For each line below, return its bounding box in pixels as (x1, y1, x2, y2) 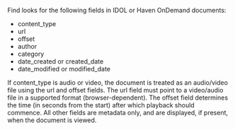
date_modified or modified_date (17, 65, 111, 73)
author (17, 42, 38, 50)
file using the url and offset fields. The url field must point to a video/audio (7, 86, 224, 94)
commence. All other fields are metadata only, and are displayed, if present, (7, 109, 229, 117)
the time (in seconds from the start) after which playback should (7, 101, 195, 109)
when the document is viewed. (7, 116, 97, 124)
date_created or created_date (17, 57, 104, 66)
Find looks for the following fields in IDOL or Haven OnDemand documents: (7, 6, 227, 14)
